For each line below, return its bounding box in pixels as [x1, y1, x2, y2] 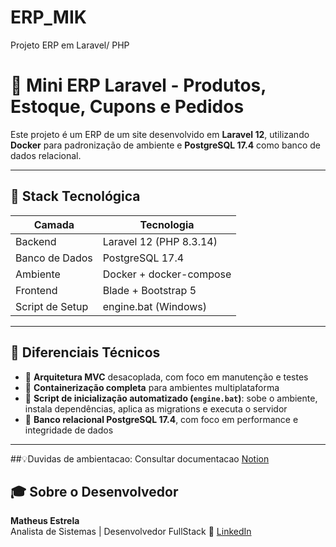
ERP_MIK [10, 6, 87, 29]
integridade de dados [24, 424, 114, 436]
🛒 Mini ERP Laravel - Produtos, [10, 74, 267, 97]
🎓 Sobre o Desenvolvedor [10, 483, 179, 500]
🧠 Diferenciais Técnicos [10, 344, 161, 361]
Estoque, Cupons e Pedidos [10, 96, 245, 118]
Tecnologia [139, 217, 195, 231]
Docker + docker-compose [102, 267, 232, 281]
